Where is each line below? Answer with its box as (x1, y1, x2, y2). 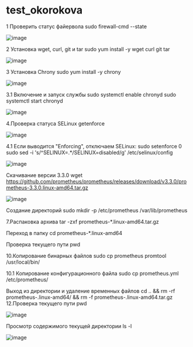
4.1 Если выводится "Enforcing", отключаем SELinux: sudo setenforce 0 (6, 142, 182, 149)
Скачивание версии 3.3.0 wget (6, 171, 83, 179)
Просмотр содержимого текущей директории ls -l (6, 322, 132, 329)
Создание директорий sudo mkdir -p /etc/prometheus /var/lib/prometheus (6, 206, 188, 214)
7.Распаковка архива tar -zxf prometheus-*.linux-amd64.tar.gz (6, 218, 159, 225)
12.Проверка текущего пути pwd (6, 300, 87, 307)
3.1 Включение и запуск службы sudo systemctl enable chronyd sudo (6, 91, 177, 98)
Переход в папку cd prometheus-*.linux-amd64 (6, 229, 123, 236)
